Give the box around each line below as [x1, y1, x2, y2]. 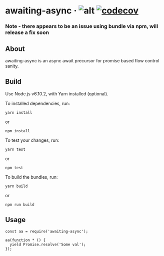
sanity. [5, 63, 19, 69]
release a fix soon [5, 29, 49, 36]
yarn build [5, 184, 28, 189]
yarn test [5, 147, 26, 152]
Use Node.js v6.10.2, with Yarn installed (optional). [5, 90, 108, 97]
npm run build [5, 202, 35, 207]
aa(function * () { [5, 238, 46, 243]
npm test [5, 165, 23, 170]
